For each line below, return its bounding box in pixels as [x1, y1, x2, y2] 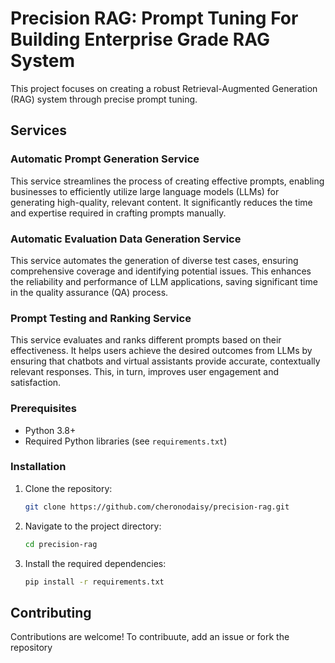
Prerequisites [10, 402, 77, 416]
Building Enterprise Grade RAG [10, 28, 270, 51]
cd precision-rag [24, 539, 98, 549]
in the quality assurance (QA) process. [10, 286, 169, 298]
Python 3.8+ [24, 424, 77, 436]
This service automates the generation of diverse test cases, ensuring [10, 254, 299, 266]
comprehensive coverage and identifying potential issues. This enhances [10, 265, 312, 277]
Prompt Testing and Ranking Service [10, 311, 192, 325]
